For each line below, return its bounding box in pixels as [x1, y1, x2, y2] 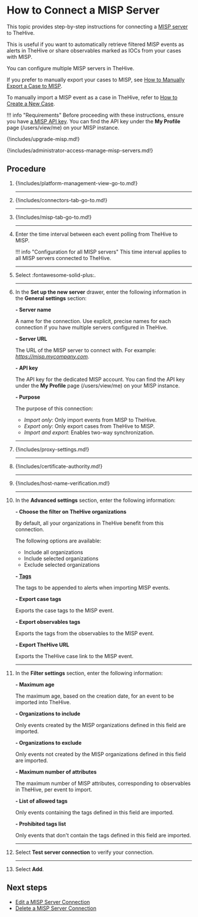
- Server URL [15, 335, 48, 342]
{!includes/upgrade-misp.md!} [6, 135, 80, 142]
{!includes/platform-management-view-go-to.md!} [15, 179, 138, 186]
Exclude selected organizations [24, 561, 100, 568]
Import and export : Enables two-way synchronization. [24, 429, 155, 436]
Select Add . [15, 865, 44, 873]
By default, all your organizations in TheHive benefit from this [15, 520, 164, 527]
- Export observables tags [15, 618, 81, 625]
